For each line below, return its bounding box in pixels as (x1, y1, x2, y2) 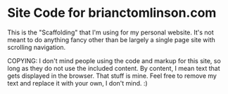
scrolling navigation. (7, 43, 66, 51)
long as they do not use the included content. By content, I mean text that (7, 64, 220, 72)
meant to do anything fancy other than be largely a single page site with (7, 35, 216, 43)
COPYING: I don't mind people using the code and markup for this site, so (7, 56, 222, 65)
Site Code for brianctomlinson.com (7, 5, 217, 21)
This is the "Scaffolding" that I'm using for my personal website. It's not (7, 28, 215, 36)
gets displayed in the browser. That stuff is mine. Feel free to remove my (7, 72, 217, 80)
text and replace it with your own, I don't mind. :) (7, 79, 148, 87)
